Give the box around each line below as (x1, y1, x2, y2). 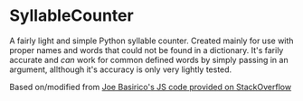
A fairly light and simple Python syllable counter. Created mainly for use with (9, 35, 294, 46)
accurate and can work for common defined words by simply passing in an (9, 54, 289, 65)
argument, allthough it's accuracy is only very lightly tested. (9, 64, 232, 75)
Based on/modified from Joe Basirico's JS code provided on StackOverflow (9, 81, 292, 92)
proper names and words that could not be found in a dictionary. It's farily (9, 44, 284, 55)
